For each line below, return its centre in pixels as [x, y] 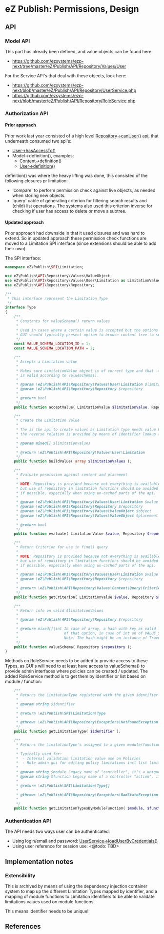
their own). [16, 249]
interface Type [20, 307]
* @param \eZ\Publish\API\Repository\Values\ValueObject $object [84, 511]
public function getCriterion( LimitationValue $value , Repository [84, 597]
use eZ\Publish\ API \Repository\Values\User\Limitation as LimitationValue [83, 280]
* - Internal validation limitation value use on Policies [78, 759]
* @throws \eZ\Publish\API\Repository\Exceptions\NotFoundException [87, 722]
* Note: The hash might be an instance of [82, 638]
